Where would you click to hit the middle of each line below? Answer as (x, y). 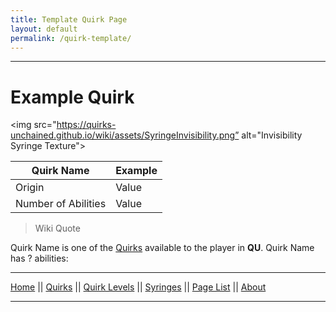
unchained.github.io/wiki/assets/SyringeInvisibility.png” (125, 135)
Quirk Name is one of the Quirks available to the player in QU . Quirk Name (162, 248)
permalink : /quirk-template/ (71, 38)
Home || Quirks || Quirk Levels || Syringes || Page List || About (138, 287)
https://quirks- (86, 125)
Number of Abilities (61, 204)
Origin (30, 188)
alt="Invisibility (272, 135)
